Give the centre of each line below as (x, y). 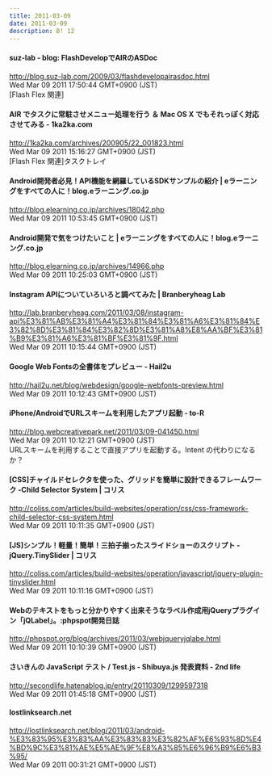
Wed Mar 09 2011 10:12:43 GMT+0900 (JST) (83, 393)
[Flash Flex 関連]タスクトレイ (58, 161)
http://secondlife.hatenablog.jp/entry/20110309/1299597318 (109, 685)
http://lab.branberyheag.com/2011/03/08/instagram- (96, 312)
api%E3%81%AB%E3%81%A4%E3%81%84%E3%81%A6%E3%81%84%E (135, 321)
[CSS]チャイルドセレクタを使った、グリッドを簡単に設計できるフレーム (128, 480)
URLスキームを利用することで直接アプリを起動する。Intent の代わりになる (132, 450)
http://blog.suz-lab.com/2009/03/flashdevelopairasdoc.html (110, 76)
